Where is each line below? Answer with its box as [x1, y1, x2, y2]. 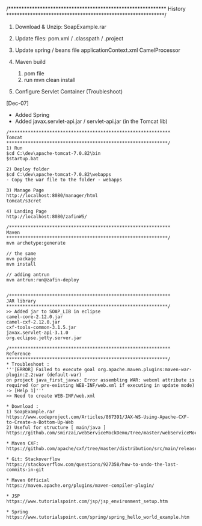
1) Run [6, 145, 23, 151]
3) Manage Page [6, 187, 44, 193]
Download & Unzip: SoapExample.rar [14, 23, 107, 30]
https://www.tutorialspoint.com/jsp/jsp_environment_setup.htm [6, 498, 168, 504]
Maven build [14, 58, 46, 65]
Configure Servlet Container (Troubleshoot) [14, 88, 123, 95]
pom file [23, 70, 44, 77]
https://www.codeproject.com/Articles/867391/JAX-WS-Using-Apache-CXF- [6, 414, 189, 420]
